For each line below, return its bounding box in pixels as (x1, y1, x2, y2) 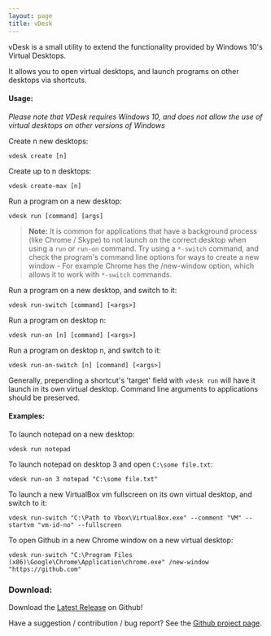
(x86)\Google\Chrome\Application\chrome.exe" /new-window (8, 558, 209, 566)
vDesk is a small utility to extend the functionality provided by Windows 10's (8, 42, 263, 51)
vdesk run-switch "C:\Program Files (8, 550, 133, 559)
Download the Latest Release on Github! (8, 603, 143, 612)
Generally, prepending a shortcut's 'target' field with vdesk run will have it (8, 375, 256, 385)
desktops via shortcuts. (8, 75, 87, 85)
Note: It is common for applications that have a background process (28, 226, 258, 236)
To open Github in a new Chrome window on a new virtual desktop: (8, 535, 234, 545)
